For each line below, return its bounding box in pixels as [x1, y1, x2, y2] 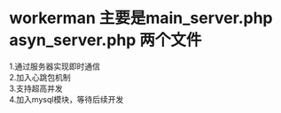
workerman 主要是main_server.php [9, 8, 273, 28]
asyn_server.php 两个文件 [9, 30, 202, 50]
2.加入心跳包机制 [9, 72, 71, 82]
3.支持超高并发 [9, 83, 64, 94]
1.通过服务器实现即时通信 [9, 61, 100, 72]
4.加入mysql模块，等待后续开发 [9, 94, 124, 104]
